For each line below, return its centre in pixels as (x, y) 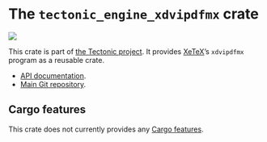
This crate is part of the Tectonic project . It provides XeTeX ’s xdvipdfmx (126, 51)
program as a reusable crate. (57, 60)
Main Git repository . (53, 84)
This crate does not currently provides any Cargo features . (106, 129)
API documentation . (53, 75)
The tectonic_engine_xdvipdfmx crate (133, 14)
